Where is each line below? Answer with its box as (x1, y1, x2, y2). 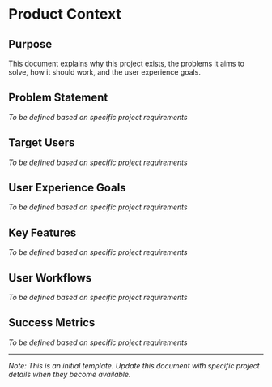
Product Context (8, 5, 121, 24)
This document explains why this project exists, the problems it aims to (8, 58, 245, 68)
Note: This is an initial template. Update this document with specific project (8, 360, 261, 370)
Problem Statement (8, 91, 108, 105)
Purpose (8, 37, 53, 51)
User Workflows (8, 271, 92, 285)
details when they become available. (8, 369, 131, 379)
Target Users (8, 135, 75, 150)
